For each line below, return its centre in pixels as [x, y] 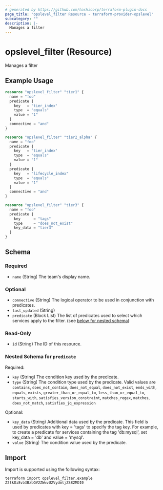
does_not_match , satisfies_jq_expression [54, 403]
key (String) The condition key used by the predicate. [65, 377]
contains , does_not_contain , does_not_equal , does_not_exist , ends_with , [84, 387]
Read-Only [18, 333]
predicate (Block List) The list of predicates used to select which [77, 315]
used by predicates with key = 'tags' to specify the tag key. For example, [85, 427]
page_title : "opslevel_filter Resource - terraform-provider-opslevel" [79, 14]
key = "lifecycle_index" [41, 173]
